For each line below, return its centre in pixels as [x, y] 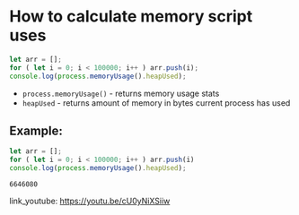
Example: [36, 130]
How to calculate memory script [131, 17]
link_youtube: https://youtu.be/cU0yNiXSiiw [90, 201]
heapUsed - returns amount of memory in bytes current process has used [156, 103]
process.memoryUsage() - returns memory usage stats [121, 93]
